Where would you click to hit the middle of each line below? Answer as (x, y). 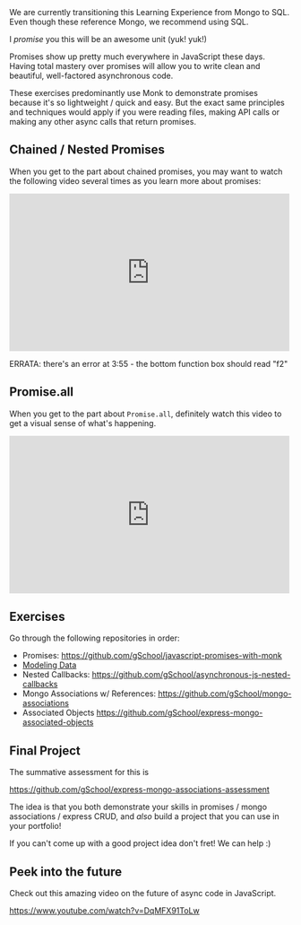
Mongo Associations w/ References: (89, 694)
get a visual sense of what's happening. (83, 423)
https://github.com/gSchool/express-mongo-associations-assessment (140, 790)
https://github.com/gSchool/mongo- (225, 694)
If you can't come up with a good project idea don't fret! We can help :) (140, 843)
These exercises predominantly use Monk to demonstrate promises (133, 93)
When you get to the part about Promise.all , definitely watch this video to (146, 414)
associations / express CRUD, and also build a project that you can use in (144, 816)
